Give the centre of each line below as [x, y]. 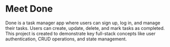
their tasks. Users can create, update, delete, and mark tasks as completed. [85, 28]
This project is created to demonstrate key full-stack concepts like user [80, 33]
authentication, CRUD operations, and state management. [66, 39]
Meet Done [29, 9]
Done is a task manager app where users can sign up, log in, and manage [83, 23]
